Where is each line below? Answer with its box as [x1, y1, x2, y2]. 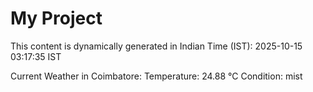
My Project [10, 7, 103, 30]
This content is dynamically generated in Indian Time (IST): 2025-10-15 [10, 40, 303, 52]
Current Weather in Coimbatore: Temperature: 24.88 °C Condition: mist [10, 70, 303, 82]
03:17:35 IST [10, 50, 62, 62]
